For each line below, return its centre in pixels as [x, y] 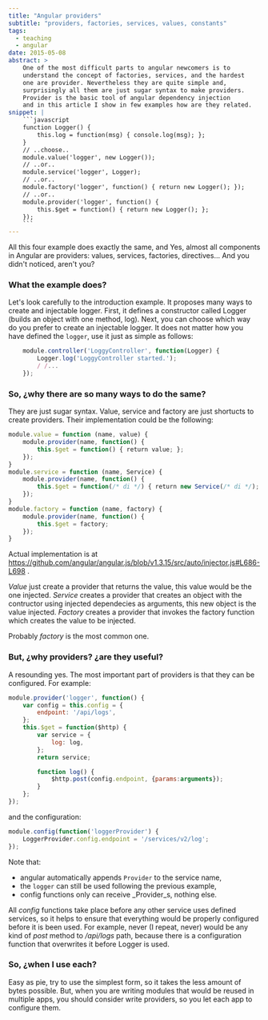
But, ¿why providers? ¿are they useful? [86, 657]
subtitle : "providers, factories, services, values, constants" [118, 23]
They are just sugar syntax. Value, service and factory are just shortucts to [131, 411]
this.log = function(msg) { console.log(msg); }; [121, 135]
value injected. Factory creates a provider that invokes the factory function [131, 612]
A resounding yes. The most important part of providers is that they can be [132, 675]
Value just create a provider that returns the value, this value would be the [130, 587]
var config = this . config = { [73, 705]
